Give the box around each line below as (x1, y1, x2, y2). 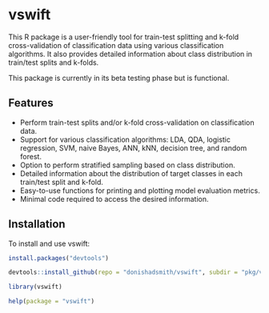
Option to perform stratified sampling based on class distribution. (19, 160, 235, 170)
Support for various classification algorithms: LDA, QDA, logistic (19, 134, 231, 144)
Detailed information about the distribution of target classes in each (19, 168, 243, 178)
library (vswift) (8, 283, 62, 291)
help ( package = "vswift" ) (8, 298, 94, 306)
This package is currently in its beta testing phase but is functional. (8, 73, 230, 82)
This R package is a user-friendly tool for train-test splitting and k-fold (8, 32, 239, 42)
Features (8, 96, 54, 110)
